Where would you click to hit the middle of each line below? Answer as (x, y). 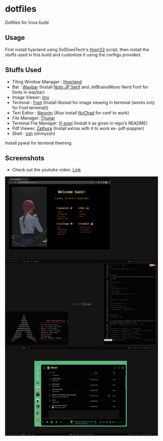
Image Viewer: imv (31, 97)
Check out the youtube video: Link (46, 170)
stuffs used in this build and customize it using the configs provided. (73, 55)
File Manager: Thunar (33, 118)
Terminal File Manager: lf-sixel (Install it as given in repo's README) (80, 123)
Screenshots (25, 158)
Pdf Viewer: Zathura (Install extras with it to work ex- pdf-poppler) (78, 128)
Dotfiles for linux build (27, 22)
